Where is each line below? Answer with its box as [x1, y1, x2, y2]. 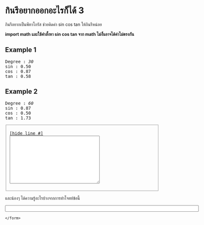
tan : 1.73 [5, 115, 31, 121]
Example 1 [5, 46, 37, 54]
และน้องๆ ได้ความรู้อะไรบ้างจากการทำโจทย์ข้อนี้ [5, 195, 80, 201]
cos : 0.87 [5, 69, 31, 74]
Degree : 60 [5, 100, 34, 106]
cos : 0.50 [5, 110, 31, 116]
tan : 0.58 [5, 74, 31, 79]
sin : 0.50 [5, 64, 31, 69]
